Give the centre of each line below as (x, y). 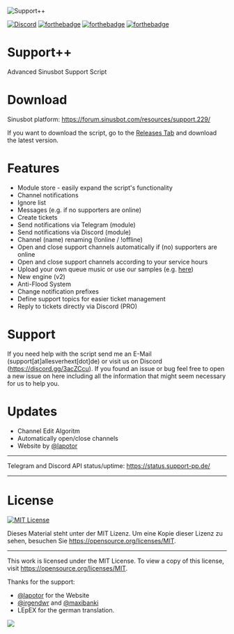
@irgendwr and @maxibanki (58, 603)
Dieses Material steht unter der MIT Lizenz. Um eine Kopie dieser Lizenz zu (115, 533)
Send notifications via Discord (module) (74, 232)
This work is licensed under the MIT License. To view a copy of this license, (116, 561)
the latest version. (33, 140)
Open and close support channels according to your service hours (112, 262)
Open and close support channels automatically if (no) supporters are (117, 247)
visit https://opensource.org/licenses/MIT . (68, 568)
